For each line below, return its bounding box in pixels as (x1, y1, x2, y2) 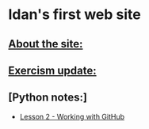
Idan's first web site (8, 6, 141, 24)
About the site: (8, 37, 83, 51)
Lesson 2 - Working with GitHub (19, 112, 125, 121)
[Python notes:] (8, 91, 87, 104)
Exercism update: (8, 63, 97, 77)
